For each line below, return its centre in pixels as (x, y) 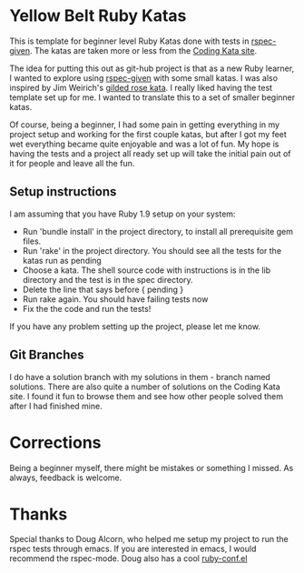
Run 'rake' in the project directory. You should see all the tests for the (152, 250)
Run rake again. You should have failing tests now (115, 299)
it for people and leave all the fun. (72, 163)
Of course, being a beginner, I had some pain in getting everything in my (144, 125)
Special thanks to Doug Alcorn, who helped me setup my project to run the (149, 539)
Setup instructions (63, 192)
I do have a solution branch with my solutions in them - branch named (140, 377)
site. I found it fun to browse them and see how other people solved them (147, 396)
